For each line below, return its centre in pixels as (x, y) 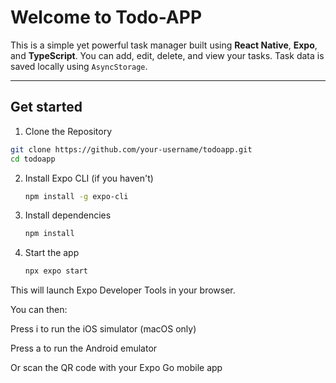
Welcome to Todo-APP (106, 17)
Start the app (52, 253)
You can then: (39, 310)
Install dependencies (68, 215)
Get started (46, 107)
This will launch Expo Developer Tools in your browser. (123, 290)
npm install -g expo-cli (76, 196)
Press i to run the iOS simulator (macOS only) (103, 329)
